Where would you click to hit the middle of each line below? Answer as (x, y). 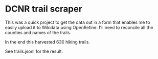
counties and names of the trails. (38, 32)
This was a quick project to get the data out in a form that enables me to (78, 22)
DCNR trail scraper (44, 9)
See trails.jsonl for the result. (34, 51)
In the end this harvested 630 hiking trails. (47, 42)
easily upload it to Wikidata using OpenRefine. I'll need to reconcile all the (79, 27)
